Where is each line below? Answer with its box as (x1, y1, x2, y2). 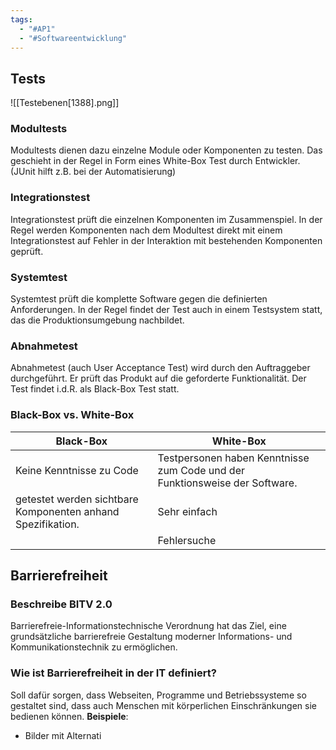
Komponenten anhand (15, 504, 120, 518)
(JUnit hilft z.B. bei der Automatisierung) (10, 166, 177, 178)
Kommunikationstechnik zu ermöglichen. (10, 641, 178, 653)
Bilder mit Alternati (24, 729, 102, 741)
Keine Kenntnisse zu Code (15, 463, 139, 477)
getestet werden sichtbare (15, 492, 139, 506)
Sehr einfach (157, 504, 218, 518)
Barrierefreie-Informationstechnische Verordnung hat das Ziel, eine (10, 620, 287, 632)
